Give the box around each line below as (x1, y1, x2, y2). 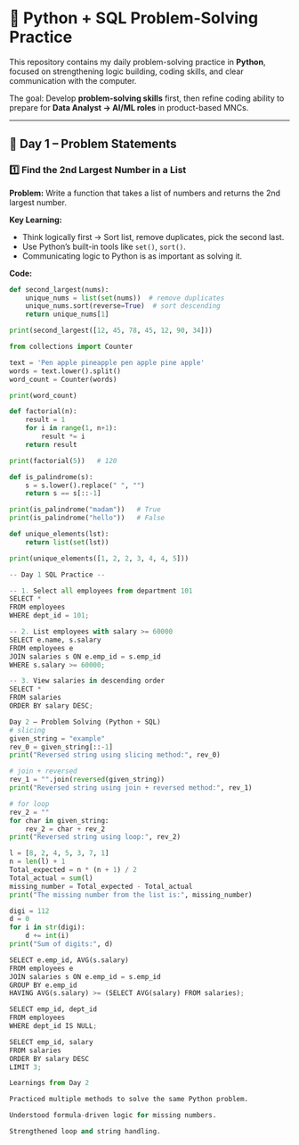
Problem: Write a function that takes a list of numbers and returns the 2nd (9, 187, 281, 198)
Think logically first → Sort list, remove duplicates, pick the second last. (21, 231, 285, 242)
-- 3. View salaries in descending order (9, 676, 166, 685)
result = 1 (25, 415, 66, 425)
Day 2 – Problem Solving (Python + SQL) (9, 718, 162, 726)
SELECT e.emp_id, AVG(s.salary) (9, 955, 129, 965)
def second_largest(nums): (9, 285, 109, 294)
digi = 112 (9, 906, 50, 916)
